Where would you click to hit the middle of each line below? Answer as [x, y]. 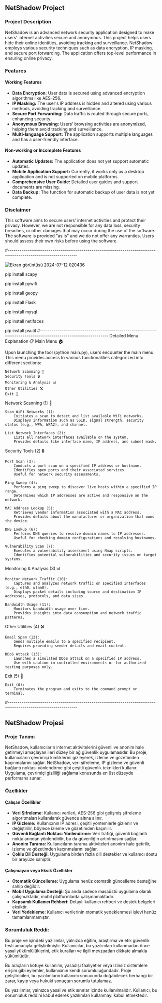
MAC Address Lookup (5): [30, 509]
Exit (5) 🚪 [14, 676]
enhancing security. [32, 119]
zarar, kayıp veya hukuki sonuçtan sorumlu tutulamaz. [59, 981]
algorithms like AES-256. [37, 98]
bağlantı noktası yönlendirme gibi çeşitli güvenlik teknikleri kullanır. [71, 768]
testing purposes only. [29, 667]
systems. [14, 559]
